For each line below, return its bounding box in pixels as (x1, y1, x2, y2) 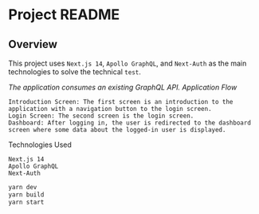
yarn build (8, 190, 45, 199)
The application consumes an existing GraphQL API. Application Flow (8, 82, 237, 92)
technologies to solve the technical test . (8, 67, 142, 77)
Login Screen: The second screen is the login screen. (8, 112, 194, 120)
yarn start (8, 198, 45, 206)
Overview (8, 38, 58, 51)
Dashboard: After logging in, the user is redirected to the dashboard (8, 119, 251, 127)
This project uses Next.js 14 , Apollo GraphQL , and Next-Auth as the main (8, 58, 247, 68)
